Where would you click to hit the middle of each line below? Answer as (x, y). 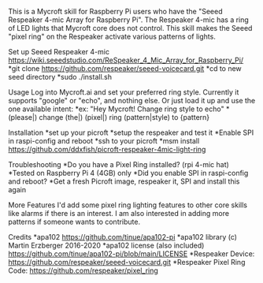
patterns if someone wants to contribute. (74, 222)
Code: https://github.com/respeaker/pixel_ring (83, 270)
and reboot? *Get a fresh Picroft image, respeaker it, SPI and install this (124, 181)
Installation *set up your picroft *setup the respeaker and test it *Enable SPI (131, 132)
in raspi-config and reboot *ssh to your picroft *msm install (104, 141)
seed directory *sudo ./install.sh (60, 77)
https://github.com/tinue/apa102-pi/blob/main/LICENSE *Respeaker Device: (131, 254)
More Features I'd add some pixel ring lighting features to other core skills (128, 205)
